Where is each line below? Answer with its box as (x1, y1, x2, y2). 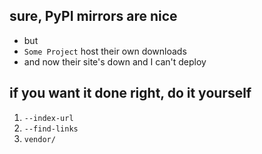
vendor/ (23, 134, 56, 144)
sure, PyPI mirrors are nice (9, 8, 178, 25)
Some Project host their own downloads (23, 45, 187, 57)
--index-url (23, 113, 74, 123)
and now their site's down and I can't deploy (23, 55, 207, 68)
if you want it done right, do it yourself (9, 85, 252, 102)
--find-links (23, 124, 79, 134)
